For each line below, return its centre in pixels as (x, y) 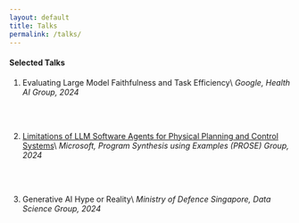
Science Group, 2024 (61, 208)
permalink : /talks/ (46, 34)
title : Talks (33, 26)
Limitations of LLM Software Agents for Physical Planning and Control (150, 136)
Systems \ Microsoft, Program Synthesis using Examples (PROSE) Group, (155, 145)
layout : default (39, 17)
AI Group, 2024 (50, 92)
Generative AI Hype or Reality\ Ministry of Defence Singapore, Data (146, 199)
